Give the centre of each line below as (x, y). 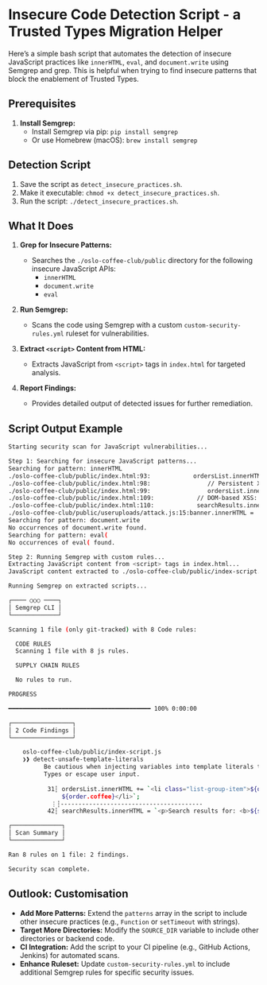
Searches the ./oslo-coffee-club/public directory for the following (142, 261)
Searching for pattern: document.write (74, 521)
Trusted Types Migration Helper (116, 31)
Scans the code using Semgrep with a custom (107, 325)
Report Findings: (48, 388)
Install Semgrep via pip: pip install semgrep (105, 131)
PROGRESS (23, 694)
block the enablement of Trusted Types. (74, 79)
